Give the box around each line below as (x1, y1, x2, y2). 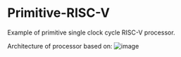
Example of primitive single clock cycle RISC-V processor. (7, 28, 175, 37)
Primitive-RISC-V (7, 5, 111, 21)
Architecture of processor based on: (7, 42, 113, 50)
